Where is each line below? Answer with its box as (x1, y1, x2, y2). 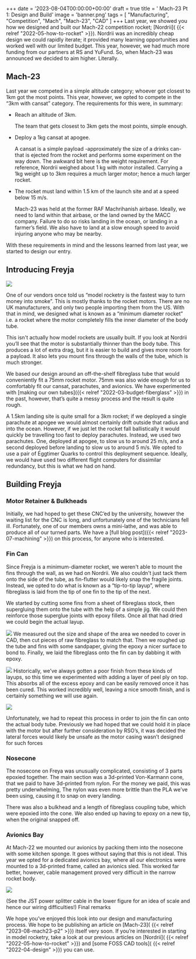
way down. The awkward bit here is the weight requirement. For (14, 158, 169, 165)
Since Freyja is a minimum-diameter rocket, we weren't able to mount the (6, 563, 183, 570)
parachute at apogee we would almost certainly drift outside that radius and (6, 419, 189, 426)
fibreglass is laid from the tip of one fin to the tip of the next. (6, 588, 151, 595)
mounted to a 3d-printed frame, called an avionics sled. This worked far (6, 863, 180, 870)
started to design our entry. (6, 247, 72, 254)
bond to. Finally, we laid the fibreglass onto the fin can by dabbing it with (6, 649, 181, 656)
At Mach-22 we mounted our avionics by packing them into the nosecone (6, 844, 183, 851)
